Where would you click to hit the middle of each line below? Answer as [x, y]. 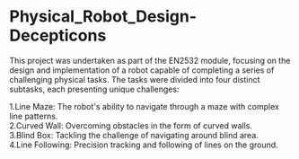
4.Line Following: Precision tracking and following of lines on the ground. [144, 145]
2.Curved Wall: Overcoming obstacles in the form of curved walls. [131, 125]
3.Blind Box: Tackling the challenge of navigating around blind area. [134, 135]
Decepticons [58, 35]
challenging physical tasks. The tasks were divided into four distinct [135, 79]
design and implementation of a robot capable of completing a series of [142, 70]
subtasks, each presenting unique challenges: [94, 89]
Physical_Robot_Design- [103, 17]
